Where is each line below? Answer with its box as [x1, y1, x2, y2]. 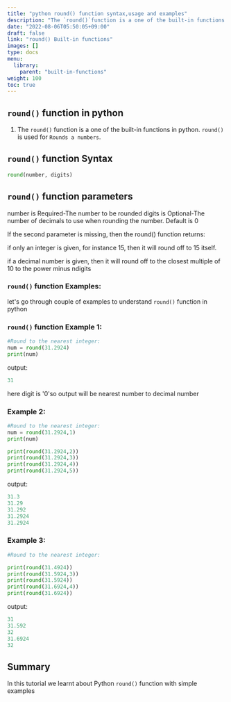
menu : [7, 56, 23, 63]
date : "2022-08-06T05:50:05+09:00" [7, 23, 110, 30]
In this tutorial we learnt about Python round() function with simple [7, 679, 198, 688]
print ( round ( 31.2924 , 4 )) [7, 461, 79, 468]
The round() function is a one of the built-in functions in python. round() [17, 126, 224, 134]
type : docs [7, 49, 39, 56]
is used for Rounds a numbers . [17, 133, 101, 141]
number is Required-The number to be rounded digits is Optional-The [7, 209, 205, 218]
